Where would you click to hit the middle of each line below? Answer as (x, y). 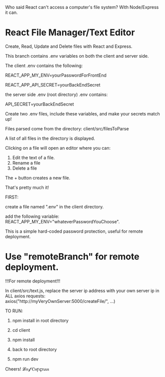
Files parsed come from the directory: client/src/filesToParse (67, 128)
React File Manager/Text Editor (70, 33)
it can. (12, 12)
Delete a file (25, 168)
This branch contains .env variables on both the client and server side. (77, 56)
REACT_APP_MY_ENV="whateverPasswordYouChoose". (62, 221)
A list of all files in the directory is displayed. (50, 138)
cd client (21, 330)
